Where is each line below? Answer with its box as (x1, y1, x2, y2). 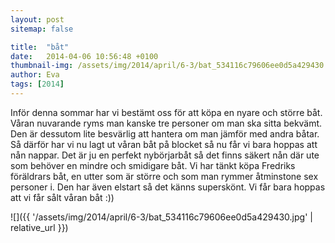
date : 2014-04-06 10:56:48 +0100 (10, 51, 159, 61)
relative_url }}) (10, 221, 69, 233)
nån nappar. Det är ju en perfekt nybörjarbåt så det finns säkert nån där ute (10, 149, 320, 161)
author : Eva (10, 70, 60, 80)
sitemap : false (10, 24, 74, 34)
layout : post (10, 14, 65, 25)
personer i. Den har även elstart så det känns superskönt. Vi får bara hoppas (10, 181, 326, 193)
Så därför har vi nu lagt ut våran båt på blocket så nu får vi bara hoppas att (10, 138, 318, 150)
